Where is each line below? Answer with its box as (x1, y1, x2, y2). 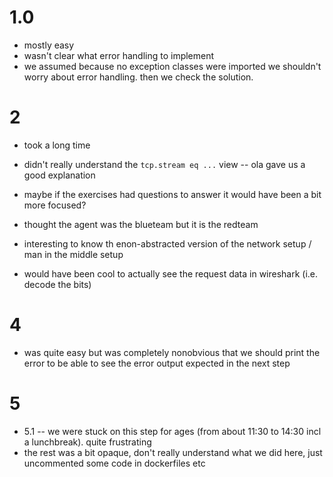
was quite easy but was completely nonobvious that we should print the (23, 346, 321, 358)
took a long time (23, 139, 91, 151)
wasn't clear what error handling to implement (23, 49, 215, 61)
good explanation (23, 169, 96, 181)
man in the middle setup (23, 248, 124, 260)
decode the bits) (23, 278, 92, 290)
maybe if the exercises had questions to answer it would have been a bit (23, 188, 322, 200)
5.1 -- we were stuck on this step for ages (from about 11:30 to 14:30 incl (23, 425, 322, 437)
